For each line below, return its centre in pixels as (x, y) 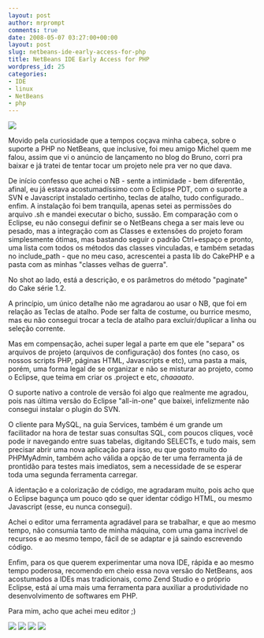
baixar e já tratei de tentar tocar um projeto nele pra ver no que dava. (120, 165)
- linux (21, 89)
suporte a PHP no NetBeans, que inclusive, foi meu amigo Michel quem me (130, 149)
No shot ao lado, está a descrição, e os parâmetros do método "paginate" (128, 280)
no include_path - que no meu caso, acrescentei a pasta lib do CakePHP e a (132, 256)
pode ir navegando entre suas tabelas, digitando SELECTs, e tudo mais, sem (132, 441)
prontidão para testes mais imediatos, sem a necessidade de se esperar (125, 466)
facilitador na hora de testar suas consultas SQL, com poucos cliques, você (131, 433)
